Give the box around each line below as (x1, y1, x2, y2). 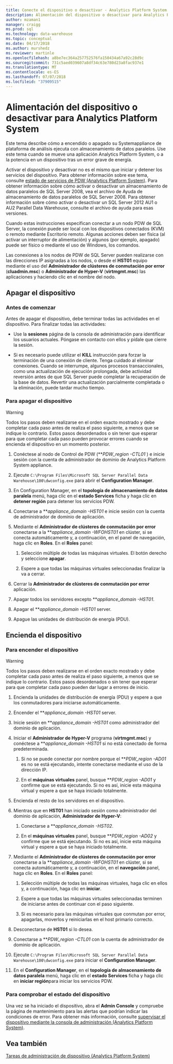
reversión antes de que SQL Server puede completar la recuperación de (13, 374, 166, 380)
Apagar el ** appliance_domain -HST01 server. (13, 606, 112, 612)
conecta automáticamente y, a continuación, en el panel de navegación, (13, 534, 166, 540)
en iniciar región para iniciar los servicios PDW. (13, 978, 113, 984)
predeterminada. (13, 746, 49, 752)
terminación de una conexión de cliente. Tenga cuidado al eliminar (13, 358, 154, 364)
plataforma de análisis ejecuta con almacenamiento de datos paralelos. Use (6, 145, 166, 152)
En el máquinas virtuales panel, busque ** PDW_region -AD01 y (21, 777, 156, 783)
